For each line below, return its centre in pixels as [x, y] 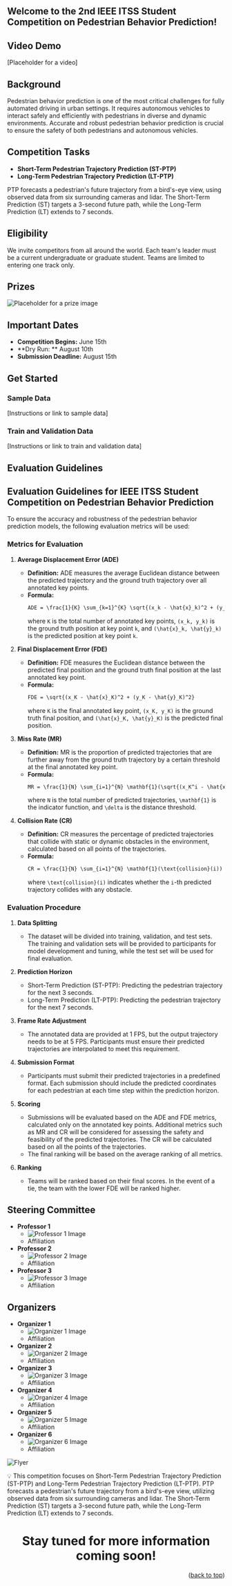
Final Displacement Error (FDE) [62, 649]
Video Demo [34, 45]
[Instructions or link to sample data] [58, 413]
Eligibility [28, 234]
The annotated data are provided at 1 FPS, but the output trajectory [123, 1034]
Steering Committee [51, 1209]
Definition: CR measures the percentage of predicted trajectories [120, 834]
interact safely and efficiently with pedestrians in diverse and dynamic [107, 116]
